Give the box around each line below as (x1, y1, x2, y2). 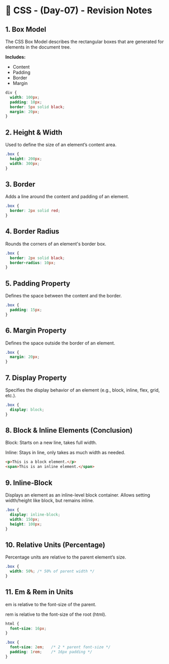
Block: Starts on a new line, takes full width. (5, 440, 97, 446)
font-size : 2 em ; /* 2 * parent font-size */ (10, 645, 111, 650)
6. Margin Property (5, 326, 67, 335)
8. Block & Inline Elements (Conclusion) (5, 426, 133, 435)
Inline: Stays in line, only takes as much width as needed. (5, 449, 126, 456)
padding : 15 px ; (10, 307, 42, 312)
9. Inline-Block (5, 478, 53, 487)
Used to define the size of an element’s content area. (5, 142, 116, 148)
